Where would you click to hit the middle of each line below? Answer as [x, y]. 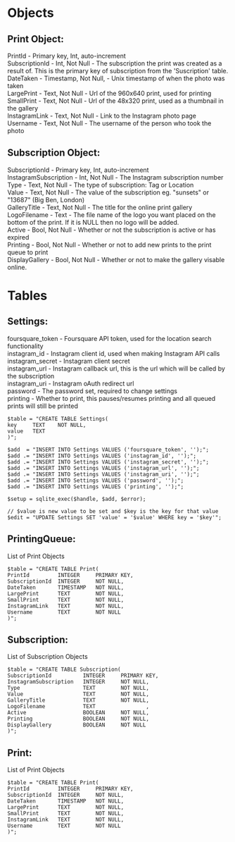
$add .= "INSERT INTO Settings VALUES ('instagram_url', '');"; [103, 468]
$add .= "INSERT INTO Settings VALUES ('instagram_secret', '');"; [108, 462]
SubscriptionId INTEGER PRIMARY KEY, [83, 676]
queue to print [28, 252]
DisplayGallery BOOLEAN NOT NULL [77, 725]
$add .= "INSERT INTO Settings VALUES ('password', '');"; [96, 481]
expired [18, 237]
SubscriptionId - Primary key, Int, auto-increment [78, 170]
